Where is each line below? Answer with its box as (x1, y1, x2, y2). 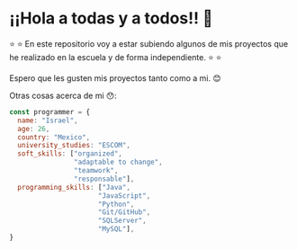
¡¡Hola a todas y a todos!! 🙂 (9, 8, 213, 29)
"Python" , (97, 200, 135, 209)
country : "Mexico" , (17, 132, 91, 142)
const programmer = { (9, 107, 91, 116)
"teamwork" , (73, 166, 119, 175)
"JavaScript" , (97, 191, 151, 201)
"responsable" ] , (73, 174, 135, 183)
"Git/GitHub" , (97, 208, 151, 217)
